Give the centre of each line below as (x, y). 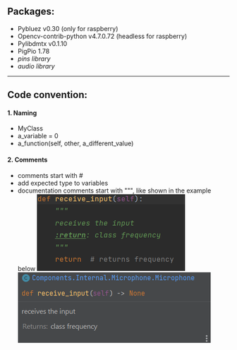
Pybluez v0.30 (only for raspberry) (68, 28)
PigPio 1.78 (34, 51)
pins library (34, 59)
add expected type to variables (63, 183)
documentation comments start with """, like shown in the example (114, 191)
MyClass (30, 128)
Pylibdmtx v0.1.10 (42, 43)
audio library (36, 66)
